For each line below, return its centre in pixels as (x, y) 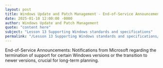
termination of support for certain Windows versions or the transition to (76, 55)
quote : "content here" (28, 27)
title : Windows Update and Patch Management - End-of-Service (69, 14)
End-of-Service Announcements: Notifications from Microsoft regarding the (81, 50)
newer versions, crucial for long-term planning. (52, 60)
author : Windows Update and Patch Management (52, 23)
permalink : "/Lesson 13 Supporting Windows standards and (65, 37)
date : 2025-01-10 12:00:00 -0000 (39, 18)
